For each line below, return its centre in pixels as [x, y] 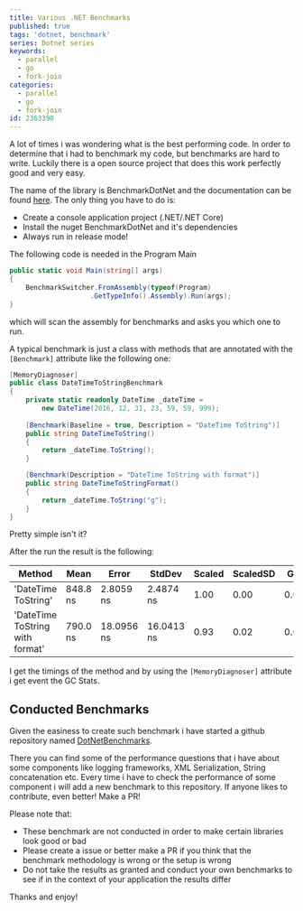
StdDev [166, 574]
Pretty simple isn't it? [48, 535]
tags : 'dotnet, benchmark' [60, 34]
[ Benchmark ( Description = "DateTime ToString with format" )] [142, 475]
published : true [40, 26]
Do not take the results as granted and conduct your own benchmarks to [157, 870]
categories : [32, 85]
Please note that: [41, 814]
